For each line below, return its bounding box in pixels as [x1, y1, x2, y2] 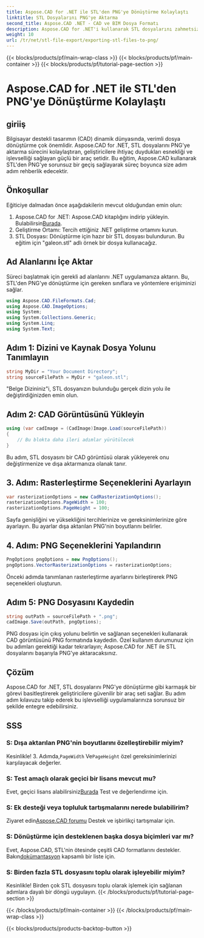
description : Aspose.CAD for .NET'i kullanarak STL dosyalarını [6, 26, 172, 32]
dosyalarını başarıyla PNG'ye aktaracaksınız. [6, 650, 118, 657]
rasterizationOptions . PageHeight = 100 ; [6, 505, 110, 511]
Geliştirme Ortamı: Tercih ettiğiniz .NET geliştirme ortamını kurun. [15, 226, 178, 233]
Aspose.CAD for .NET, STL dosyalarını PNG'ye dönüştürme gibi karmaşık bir [6, 683, 197, 691]
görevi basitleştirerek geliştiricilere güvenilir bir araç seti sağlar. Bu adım [6, 690, 186, 697]
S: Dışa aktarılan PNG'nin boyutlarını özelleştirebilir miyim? [6, 739, 184, 747]
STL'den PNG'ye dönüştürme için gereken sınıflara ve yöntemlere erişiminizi [6, 279, 196, 286]
